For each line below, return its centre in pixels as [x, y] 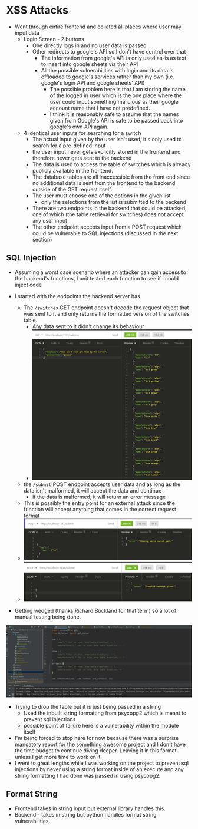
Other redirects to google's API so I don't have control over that [109, 51]
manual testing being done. [48, 617]
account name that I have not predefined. [100, 108]
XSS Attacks [37, 10]
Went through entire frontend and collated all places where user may [98, 27]
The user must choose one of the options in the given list [101, 196]
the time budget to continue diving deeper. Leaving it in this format [95, 750]
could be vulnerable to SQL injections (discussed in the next [105, 233]
